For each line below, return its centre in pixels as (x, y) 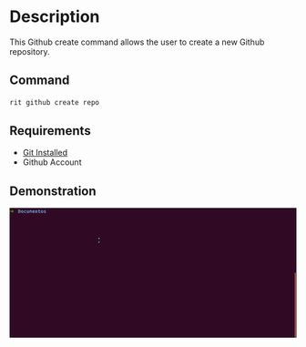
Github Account (52, 162)
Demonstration (53, 191)
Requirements (50, 131)
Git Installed (45, 153)
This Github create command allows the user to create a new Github (137, 42)
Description (55, 17)
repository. (30, 51)
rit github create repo (55, 102)
